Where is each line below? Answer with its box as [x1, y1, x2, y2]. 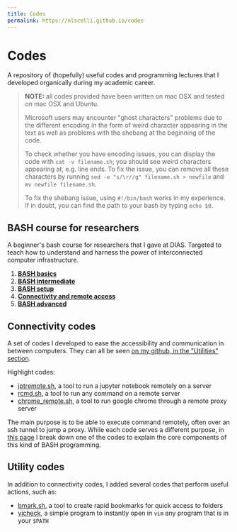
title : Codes [7, 10, 46, 18]
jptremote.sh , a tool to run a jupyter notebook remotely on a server [17, 382, 212, 390]
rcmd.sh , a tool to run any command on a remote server [17, 389, 180, 398]
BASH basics [17, 270, 57, 278]
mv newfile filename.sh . [24, 180, 97, 189]
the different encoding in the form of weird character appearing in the [24, 121, 228, 130]
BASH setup [17, 284, 54, 293]
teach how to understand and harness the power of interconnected [7, 248, 203, 257]
